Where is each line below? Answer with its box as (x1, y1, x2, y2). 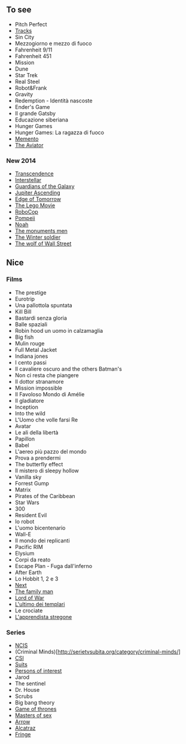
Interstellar (14, 177, 42, 184)
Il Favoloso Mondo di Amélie (14, 390, 85, 397)
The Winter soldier (14, 233, 61, 241)
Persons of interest (14, 667, 62, 675)
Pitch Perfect (14, 20, 47, 28)
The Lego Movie (14, 202, 56, 209)
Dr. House (14, 687, 40, 694)
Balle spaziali (14, 320, 48, 328)
